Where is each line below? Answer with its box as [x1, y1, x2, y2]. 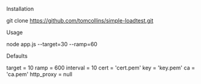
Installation [6, 5, 34, 12]
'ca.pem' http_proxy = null [6, 71, 72, 78]
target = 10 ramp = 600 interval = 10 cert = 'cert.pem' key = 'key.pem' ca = [6, 64, 195, 71]
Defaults [6, 52, 28, 60]
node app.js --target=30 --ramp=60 [6, 41, 98, 47]
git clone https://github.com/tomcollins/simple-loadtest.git [6, 17, 154, 24]
